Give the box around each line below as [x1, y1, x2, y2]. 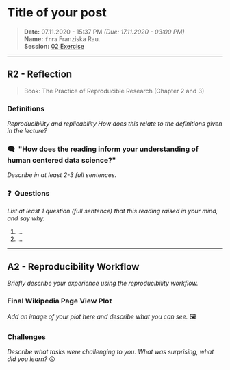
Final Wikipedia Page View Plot [7, 297, 112, 306]
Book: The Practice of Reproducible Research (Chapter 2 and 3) [23, 86, 205, 95]
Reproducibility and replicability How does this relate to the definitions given [7, 119, 222, 128]
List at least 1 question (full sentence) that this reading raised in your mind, [7, 207, 218, 215]
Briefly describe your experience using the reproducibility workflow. [7, 279, 199, 288]
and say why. [7, 214, 45, 222]
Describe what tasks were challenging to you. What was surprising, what [7, 348, 214, 356]
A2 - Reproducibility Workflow [7, 261, 140, 273]
